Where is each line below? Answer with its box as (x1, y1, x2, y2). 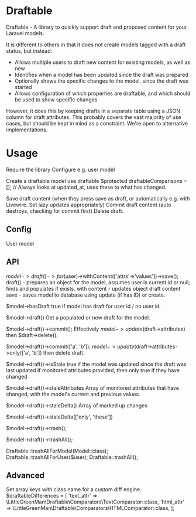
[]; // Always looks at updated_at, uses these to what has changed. (6, 183, 167, 191)
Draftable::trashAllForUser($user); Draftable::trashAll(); (6, 453, 139, 461)
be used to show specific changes (14, 96, 98, 103)
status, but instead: (6, 47, 53, 54)
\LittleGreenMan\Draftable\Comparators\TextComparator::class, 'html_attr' (6, 498, 185, 505)
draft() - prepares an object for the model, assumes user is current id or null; (6, 278, 190, 285)
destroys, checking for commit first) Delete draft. (6, 207, 124, 215)
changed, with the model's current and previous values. (6, 390, 140, 397)
